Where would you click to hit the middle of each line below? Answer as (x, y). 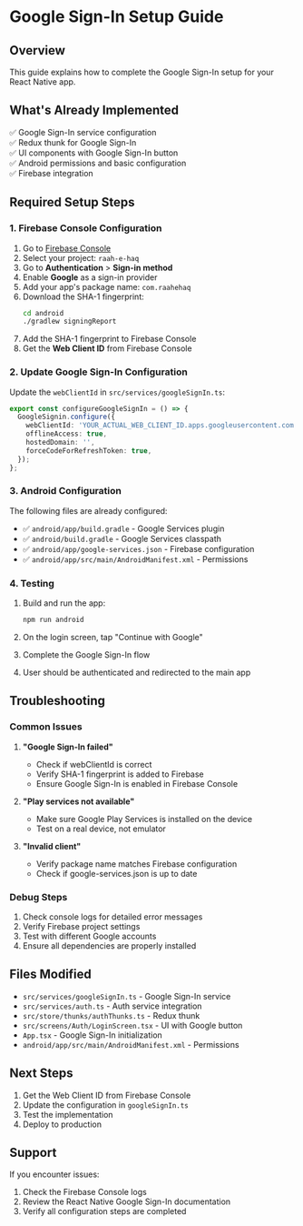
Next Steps (41, 1074)
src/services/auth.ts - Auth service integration (112, 1006)
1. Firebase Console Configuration (86, 228)
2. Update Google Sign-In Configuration (98, 372)
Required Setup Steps (72, 202)
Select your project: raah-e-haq (81, 257)
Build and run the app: (64, 603)
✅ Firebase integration (51, 173)
